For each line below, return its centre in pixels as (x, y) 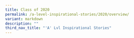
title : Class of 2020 (27, 10)
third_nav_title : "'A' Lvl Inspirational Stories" (58, 28)
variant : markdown (24, 19)
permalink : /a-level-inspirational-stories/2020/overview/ (67, 14)
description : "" (22, 23)
